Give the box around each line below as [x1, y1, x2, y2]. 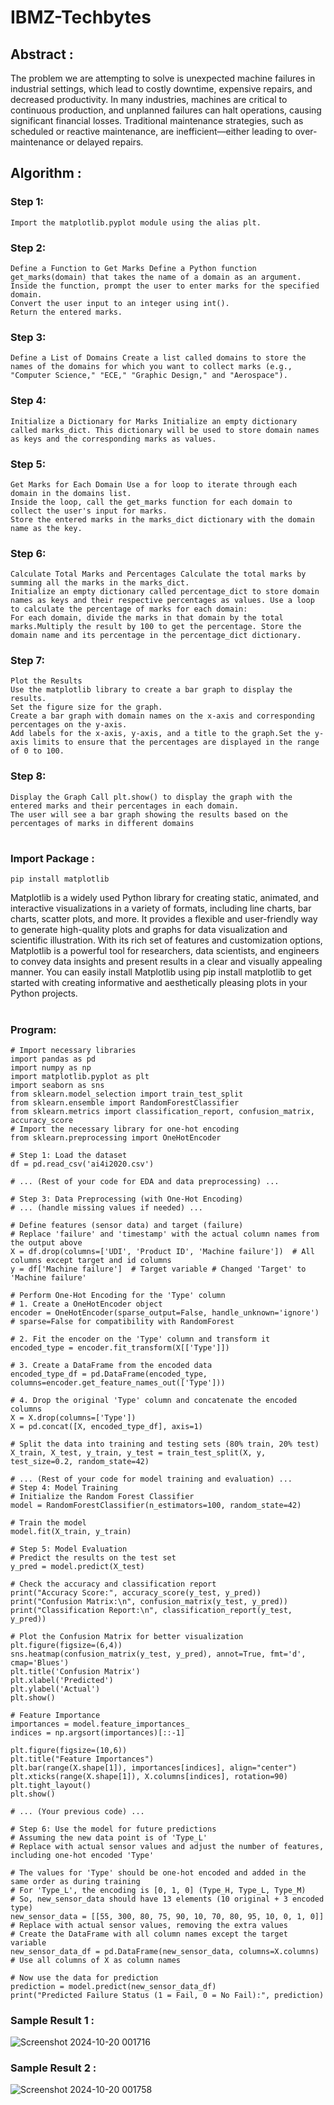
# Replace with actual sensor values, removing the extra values [10, 1920, 288, 1930]
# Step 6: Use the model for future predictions [10, 1824, 217, 1834]
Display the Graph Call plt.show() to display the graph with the [10, 792, 293, 802]
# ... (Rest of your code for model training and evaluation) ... [10, 1474, 293, 1484]
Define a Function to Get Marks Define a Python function [10, 263, 257, 273]
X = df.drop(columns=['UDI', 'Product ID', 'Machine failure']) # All [10, 1246, 315, 1256]
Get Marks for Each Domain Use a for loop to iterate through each [10, 479, 298, 490]
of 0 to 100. [10, 746, 65, 756]
